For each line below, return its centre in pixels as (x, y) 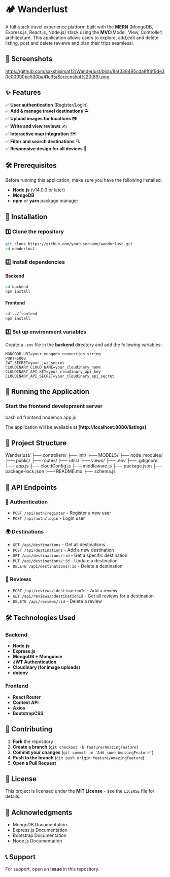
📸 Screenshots (29, 59)
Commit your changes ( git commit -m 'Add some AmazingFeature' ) (83, 752)
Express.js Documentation (40, 830)
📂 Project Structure (36, 443)
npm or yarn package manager (45, 201)
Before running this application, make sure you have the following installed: (84, 180)
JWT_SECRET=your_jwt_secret (35, 363)
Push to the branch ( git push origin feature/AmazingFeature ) (78, 757)
